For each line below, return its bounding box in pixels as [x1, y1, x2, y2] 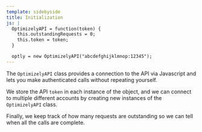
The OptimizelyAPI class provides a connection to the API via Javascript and [6, 70, 197, 77]
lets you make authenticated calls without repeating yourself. [6, 76, 158, 83]
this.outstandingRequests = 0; [17, 31, 96, 37]
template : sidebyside [6, 8, 61, 15]
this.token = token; [17, 37, 69, 43]
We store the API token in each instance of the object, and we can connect [6, 88, 192, 95]
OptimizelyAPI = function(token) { [11, 25, 101, 32]
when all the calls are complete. [6, 119, 86, 126]
